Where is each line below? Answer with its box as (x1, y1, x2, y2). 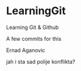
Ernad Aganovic (6, 46, 46, 54)
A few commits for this (6, 35, 61, 42)
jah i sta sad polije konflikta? (6, 58, 76, 65)
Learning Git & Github (6, 24, 59, 31)
